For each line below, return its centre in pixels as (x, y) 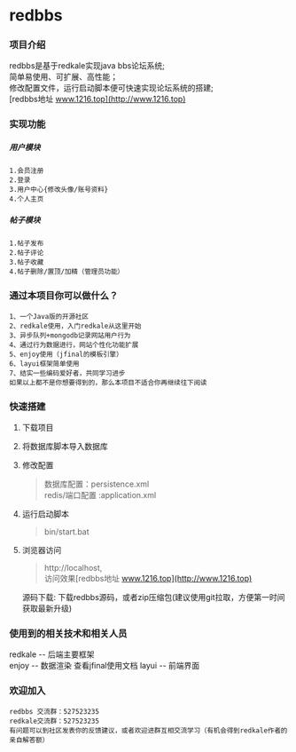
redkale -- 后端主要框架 (52, 654)
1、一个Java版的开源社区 (49, 316)
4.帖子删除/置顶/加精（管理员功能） (66, 272)
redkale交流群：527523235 (55, 721)
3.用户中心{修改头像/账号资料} (59, 190)
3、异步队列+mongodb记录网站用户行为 (70, 335)
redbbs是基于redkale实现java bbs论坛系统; (87, 66)
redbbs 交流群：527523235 (55, 711)
